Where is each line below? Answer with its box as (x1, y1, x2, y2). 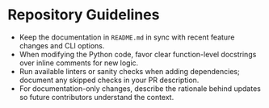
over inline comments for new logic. (19, 58, 139, 68)
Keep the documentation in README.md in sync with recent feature (19, 32, 235, 42)
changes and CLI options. (19, 40, 105, 50)
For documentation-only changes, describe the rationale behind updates (19, 83, 262, 93)
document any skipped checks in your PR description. (19, 75, 200, 85)
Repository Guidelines (7, 6, 160, 24)
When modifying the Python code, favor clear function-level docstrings (19, 49, 257, 59)
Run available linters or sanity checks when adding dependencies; (19, 66, 240, 76)
